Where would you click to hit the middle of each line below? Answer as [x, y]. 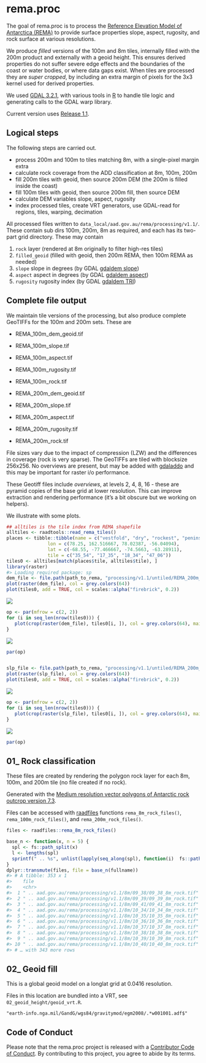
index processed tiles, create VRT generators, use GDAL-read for [97, 205]
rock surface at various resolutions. [51, 39]
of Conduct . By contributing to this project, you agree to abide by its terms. [101, 1054]
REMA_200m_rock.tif [42, 441]
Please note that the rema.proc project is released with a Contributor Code [101, 1047]
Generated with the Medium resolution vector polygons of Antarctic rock [98, 794]
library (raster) [27, 566]
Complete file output [47, 300]
